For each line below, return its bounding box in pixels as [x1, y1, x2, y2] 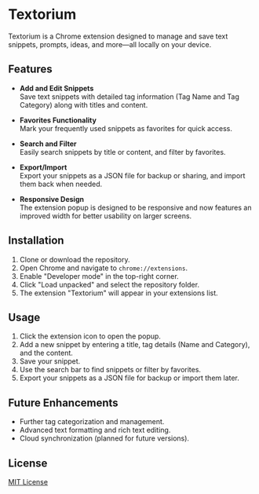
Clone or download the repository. [19, 254, 131, 264]
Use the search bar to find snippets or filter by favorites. [19, 365, 202, 375]
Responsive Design [19, 194, 85, 203]
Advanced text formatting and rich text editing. [19, 426, 171, 435]
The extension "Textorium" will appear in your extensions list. [19, 288, 218, 298]
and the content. [19, 348, 73, 358]
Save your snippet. [19, 357, 81, 366]
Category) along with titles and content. [19, 100, 148, 109]
